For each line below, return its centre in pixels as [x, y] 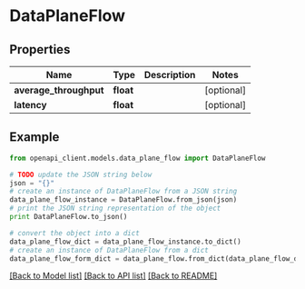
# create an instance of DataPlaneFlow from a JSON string [123, 192]
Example [34, 137]
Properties [40, 50]
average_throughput [59, 90]
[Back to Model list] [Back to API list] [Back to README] [113, 276]
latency [30, 105]
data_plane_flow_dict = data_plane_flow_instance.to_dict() [126, 242]
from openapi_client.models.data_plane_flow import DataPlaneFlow [138, 158]
